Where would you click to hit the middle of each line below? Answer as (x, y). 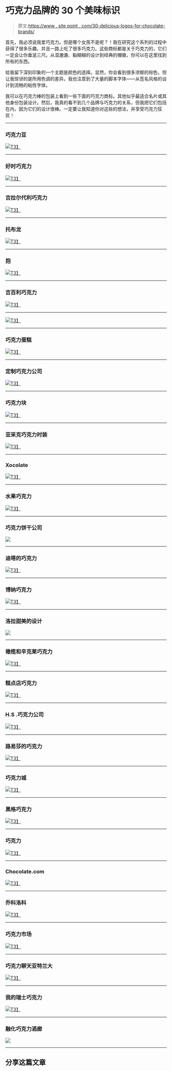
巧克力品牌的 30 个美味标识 (63, 11)
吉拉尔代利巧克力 (26, 198)
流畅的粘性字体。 (32, 85)
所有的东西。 (19, 61)
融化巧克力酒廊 (24, 1029)
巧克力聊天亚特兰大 (29, 966)
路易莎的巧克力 (24, 746)
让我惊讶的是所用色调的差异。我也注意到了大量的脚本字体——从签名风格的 (84, 79)
